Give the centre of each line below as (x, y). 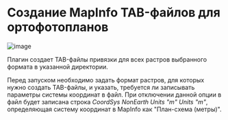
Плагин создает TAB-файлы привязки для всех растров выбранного (107, 59)
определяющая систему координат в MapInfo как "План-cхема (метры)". (114, 109)
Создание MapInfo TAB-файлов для (114, 13)
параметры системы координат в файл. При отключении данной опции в (114, 95)
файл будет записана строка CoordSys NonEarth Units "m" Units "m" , (107, 101)
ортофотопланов (58, 27)
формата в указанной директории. (58, 67)
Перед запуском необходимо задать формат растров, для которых (106, 80)
